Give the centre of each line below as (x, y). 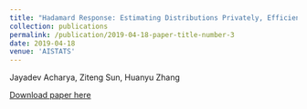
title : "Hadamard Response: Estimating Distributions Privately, (136, 18)
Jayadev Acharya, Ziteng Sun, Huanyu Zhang (95, 77)
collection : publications (58, 26)
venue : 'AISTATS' (42, 52)
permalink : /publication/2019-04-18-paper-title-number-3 (122, 35)
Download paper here (50, 95)
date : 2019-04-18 (42, 43)
